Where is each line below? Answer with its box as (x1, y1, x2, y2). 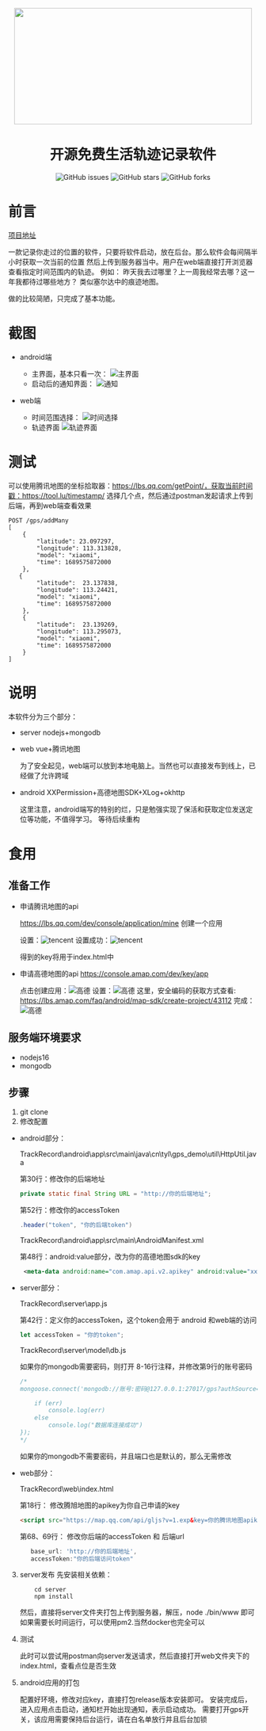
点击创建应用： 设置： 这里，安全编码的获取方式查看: (19, 985, 236, 995)
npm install (34, 1593, 74, 1601)
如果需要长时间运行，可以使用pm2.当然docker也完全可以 (19, 1618, 205, 1627)
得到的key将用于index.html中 (19, 952, 115, 961)
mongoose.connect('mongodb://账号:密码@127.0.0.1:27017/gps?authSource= (19, 1385, 260, 1393)
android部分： (19, 1133, 66, 1143)
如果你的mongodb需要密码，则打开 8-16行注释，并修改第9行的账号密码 (19, 1362, 253, 1371)
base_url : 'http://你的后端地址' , (30, 1547, 137, 1555)
